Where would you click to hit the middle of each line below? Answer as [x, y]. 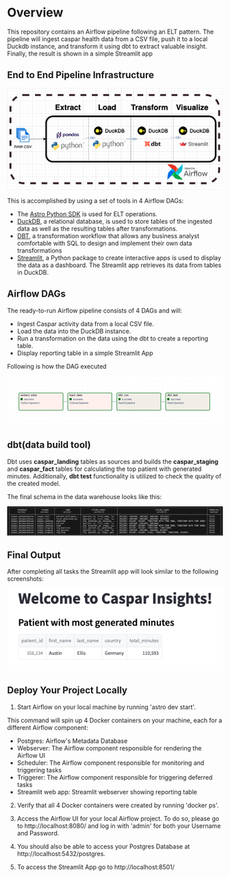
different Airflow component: [48, 727]
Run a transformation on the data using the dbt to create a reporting [113, 338]
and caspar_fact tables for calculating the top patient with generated [104, 469]
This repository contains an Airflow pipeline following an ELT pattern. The [111, 32]
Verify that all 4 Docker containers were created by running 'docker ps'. [118, 805]
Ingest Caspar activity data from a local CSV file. [86, 323]
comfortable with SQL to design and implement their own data [104, 243]
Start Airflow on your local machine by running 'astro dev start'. [106, 707]
